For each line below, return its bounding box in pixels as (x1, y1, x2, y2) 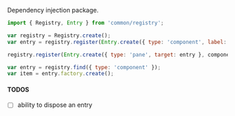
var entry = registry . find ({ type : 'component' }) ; (7, 64, 161, 71)
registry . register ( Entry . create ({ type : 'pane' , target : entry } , (7, 51, 205, 58)
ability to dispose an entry (17, 101, 93, 109)
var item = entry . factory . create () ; (7, 70, 114, 78)
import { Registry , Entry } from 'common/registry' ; (7, 20, 164, 27)
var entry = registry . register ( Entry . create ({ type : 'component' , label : (7, 38, 227, 45)
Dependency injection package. (7, 6, 99, 14)
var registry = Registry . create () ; (7, 31, 111, 39)
